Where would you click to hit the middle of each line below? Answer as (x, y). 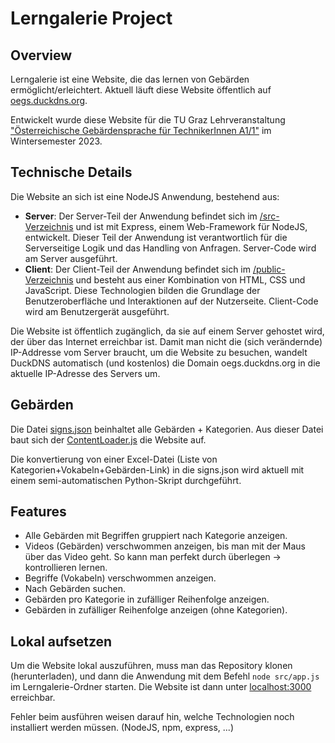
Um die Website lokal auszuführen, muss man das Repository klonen (151, 666)
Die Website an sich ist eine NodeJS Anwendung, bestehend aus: (145, 196)
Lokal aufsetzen (61, 641)
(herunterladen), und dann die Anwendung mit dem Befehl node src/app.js (165, 676)
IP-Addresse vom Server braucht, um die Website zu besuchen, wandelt (159, 352)
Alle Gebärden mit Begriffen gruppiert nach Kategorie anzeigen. (156, 536)
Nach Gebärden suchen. (75, 589)
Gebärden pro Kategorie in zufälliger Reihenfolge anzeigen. (147, 599)
